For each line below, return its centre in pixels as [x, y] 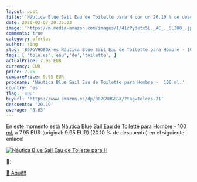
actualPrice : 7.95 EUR [34, 60]
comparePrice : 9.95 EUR [35, 77]
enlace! [15, 139]
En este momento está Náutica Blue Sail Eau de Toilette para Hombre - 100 [96, 126]
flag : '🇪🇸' [21, 93]
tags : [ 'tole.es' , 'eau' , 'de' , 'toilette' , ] [61, 55]
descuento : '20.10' [30, 104]
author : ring [22, 45]
